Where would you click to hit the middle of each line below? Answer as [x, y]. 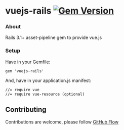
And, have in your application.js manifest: [48, 80]
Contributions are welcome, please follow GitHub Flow [62, 122]
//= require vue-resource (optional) [45, 94]
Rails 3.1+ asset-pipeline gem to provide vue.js [54, 37]
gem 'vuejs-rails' [25, 71]
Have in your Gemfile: [28, 62]
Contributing [26, 110]
